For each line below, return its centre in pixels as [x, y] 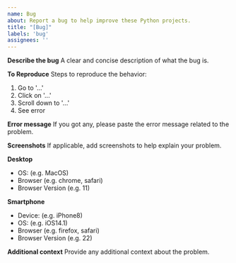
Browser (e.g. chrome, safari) [60, 181]
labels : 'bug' [28, 34]
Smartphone [26, 202]
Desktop [20, 160]
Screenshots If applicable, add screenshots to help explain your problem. [114, 145]
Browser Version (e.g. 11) [54, 188]
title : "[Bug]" [30, 27]
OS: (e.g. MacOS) [43, 173]
